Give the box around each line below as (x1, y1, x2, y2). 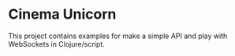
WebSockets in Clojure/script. (8, 39, 105, 48)
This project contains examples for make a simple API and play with (8, 31, 228, 40)
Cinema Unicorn (8, 5, 117, 23)
